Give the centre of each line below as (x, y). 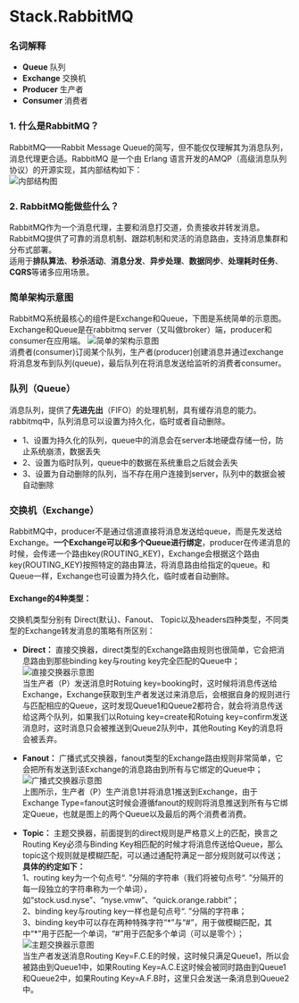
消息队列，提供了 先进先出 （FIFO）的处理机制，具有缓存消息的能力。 (135, 409)
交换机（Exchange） (54, 510)
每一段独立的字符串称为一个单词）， (87, 889)
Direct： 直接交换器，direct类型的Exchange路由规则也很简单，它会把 (149, 650)
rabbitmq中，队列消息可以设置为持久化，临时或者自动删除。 (120, 421)
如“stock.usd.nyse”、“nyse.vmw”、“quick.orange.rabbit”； (131, 900)
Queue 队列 (44, 67)
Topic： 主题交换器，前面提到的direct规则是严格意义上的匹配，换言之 (150, 833)
